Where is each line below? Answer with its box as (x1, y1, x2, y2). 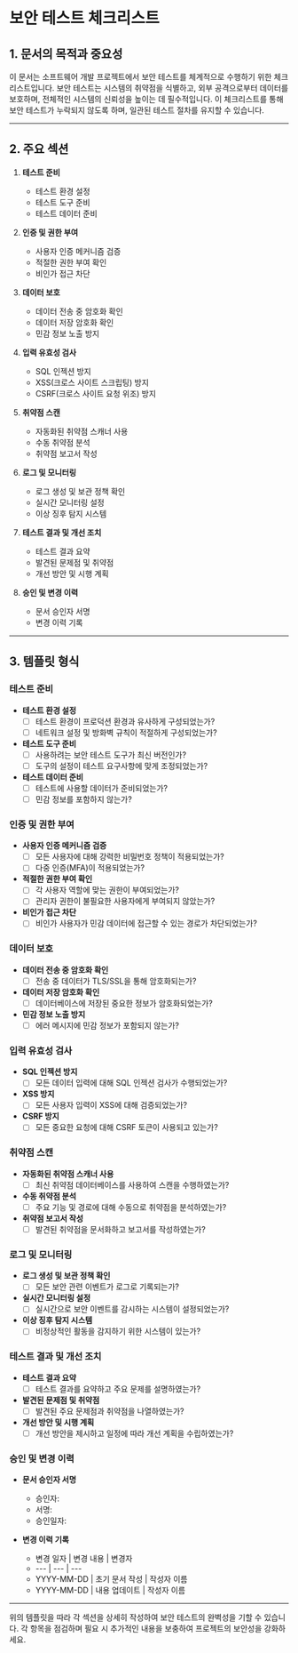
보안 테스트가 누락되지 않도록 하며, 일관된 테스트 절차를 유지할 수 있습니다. (9, 105, 264, 116)
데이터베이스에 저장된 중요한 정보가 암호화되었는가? (35, 998, 213, 1008)
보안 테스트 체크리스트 (9, 8, 160, 28)
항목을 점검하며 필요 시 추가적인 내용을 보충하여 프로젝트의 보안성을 (29, 1624, 263, 1634)
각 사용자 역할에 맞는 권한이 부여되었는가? (35, 885, 180, 895)
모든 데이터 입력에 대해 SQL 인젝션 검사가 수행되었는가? (35, 1078, 228, 1088)
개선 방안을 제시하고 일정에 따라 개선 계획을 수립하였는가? (35, 1428, 234, 1439)
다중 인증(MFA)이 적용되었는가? (35, 863, 145, 873)
